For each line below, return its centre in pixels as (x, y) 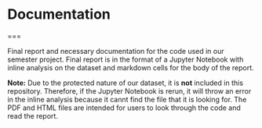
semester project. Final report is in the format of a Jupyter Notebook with (126, 59)
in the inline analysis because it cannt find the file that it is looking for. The (127, 99)
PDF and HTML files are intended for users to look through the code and (124, 108)
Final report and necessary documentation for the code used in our (116, 51)
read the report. (33, 116)
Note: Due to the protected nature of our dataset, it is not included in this (126, 83)
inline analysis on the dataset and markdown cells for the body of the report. (131, 67)
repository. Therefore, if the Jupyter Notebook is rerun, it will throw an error (129, 91)
